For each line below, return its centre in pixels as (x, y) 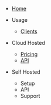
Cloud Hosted (28, 43)
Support (30, 96)
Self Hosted (26, 72)
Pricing (29, 54)
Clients (29, 31)
